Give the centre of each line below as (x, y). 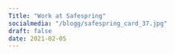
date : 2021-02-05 (37, 38)
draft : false (30, 31)
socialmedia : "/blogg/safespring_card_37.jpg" (88, 23)
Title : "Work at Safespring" (57, 16)
